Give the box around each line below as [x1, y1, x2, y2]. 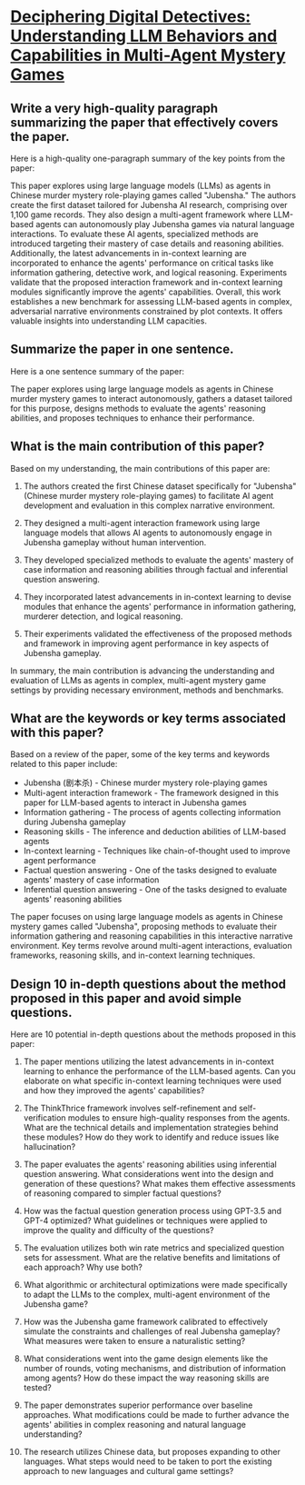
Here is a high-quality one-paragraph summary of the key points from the [10, 153, 285, 164]
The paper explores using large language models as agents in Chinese [10, 384, 274, 394]
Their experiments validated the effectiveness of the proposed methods [23, 628, 293, 639]
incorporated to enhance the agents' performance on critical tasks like [10, 257, 274, 268]
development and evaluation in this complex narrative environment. [23, 500, 276, 511]
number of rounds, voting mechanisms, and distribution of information [23, 1363, 287, 1374]
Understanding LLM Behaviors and [10, 25, 278, 46]
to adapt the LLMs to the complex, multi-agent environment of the [23, 1289, 271, 1301]
